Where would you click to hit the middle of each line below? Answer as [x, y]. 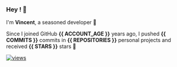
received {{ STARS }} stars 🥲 [41, 46]
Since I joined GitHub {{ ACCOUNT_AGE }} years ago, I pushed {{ [86, 34]
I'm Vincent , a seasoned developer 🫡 [51, 23]
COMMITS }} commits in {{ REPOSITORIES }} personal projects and [88, 40]
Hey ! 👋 [17, 9]
